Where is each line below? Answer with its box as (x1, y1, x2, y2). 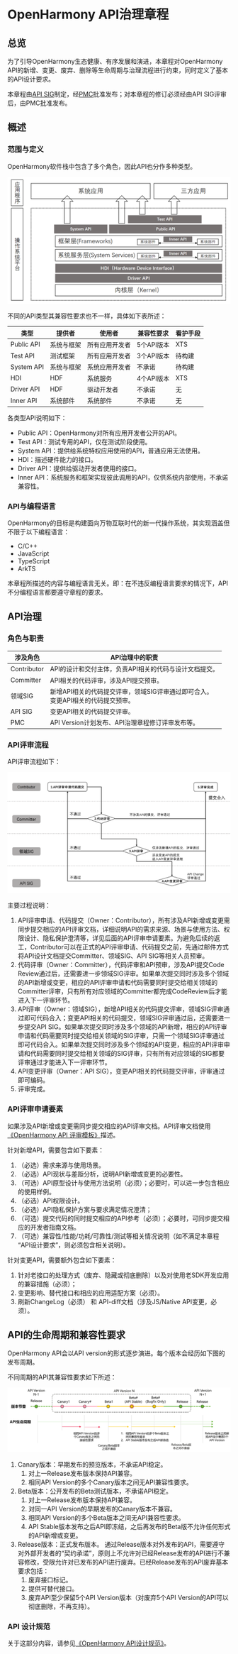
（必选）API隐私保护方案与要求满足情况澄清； (17, 1205, 152, 1213)
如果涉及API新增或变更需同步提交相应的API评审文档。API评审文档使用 (7, 1122, 211, 1130)
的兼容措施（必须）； (17, 1279, 77, 1288)
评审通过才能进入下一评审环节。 (17, 1058, 111, 1066)
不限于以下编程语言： (7, 527, 69, 536)
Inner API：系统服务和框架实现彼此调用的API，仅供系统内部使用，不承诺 (17, 473, 229, 481)
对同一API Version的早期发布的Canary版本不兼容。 (28, 1504, 177, 1513)
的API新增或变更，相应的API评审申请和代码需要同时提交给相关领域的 (17, 978, 218, 987)
